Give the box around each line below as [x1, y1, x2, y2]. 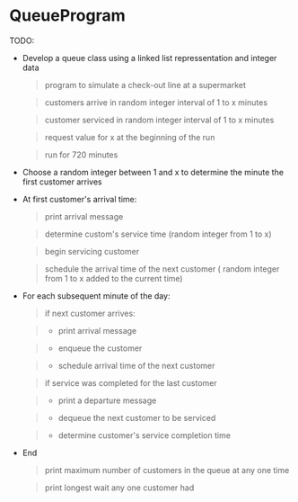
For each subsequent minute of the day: [22, 290, 171, 301]
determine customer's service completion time [57, 429, 232, 441]
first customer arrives [22, 176, 102, 187]
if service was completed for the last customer [44, 377, 217, 388]
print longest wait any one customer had [44, 482, 195, 493]
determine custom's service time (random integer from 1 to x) [44, 229, 272, 239]
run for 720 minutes [44, 149, 118, 160]
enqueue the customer [57, 343, 143, 354]
